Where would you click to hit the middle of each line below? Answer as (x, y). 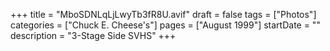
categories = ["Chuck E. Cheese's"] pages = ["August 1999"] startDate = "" (165, 25)
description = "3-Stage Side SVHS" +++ (93, 35)
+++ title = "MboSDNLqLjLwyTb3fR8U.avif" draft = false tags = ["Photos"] (163, 14)
